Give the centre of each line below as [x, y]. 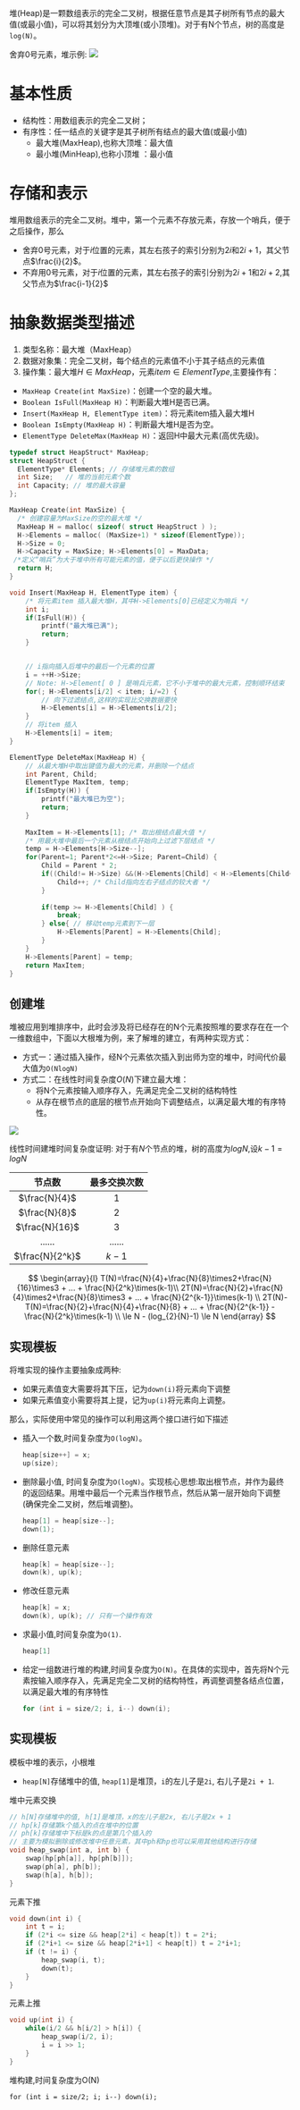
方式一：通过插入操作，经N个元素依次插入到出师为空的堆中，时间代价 [150, 1057]
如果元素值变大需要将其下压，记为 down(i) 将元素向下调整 [126, 1389]
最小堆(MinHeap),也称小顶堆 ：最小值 [104, 154]
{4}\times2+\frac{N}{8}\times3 [69, 1297]
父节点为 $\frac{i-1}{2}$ [65, 283]
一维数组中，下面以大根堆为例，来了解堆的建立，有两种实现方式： [130, 1038]
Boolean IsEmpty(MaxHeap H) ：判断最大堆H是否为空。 [120, 424]
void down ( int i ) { [46, 1919]
